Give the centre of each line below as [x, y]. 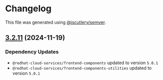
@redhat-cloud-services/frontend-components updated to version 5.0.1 [85, 63]
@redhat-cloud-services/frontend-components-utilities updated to [82, 68]
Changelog [28, 9]
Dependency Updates [32, 52]
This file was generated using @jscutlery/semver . [56, 22]
